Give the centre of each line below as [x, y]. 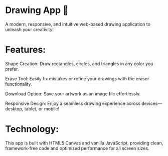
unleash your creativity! [30, 29]
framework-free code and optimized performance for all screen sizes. [77, 148]
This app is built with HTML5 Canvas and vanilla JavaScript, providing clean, [84, 143]
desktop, [14, 109]
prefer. [12, 69]
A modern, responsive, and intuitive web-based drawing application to [78, 24]
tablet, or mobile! [42, 109]
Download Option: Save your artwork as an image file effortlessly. [73, 94]
